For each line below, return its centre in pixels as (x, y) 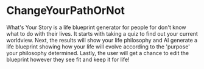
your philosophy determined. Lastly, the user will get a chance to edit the (98, 53)
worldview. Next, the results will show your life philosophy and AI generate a (102, 40)
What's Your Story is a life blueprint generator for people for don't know (97, 27)
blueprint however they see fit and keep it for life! (68, 59)
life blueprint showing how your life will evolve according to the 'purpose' (98, 47)
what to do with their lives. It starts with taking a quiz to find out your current (102, 33)
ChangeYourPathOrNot (65, 11)
